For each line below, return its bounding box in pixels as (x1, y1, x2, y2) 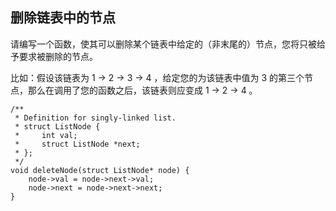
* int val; (14, 130, 78, 140)
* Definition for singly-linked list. (14, 113, 177, 123)
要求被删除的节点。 (18, 50, 98, 62)
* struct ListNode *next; (14, 139, 141, 149)
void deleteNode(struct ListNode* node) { (10, 165, 190, 175)
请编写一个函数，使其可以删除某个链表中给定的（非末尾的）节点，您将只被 (10, 38, 317, 50)
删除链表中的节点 (10, 9, 116, 27)
